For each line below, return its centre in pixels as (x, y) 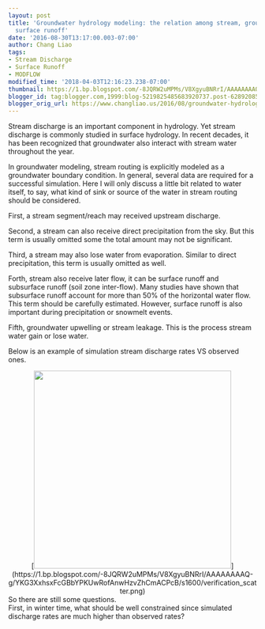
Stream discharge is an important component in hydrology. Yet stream (122, 127)
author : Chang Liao (40, 45)
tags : (17, 52)
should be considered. (45, 201)
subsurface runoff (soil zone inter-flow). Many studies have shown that (123, 287)
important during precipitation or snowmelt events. (91, 313)
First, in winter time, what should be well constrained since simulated (120, 608)
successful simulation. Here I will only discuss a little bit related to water (125, 184)
